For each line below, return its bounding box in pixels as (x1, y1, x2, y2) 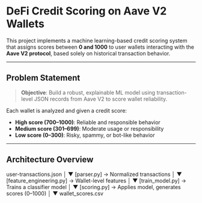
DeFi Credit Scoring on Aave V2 (6, 4, 167, 18)
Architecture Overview (6, 155, 94, 165)
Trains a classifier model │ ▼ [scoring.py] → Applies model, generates (6, 183, 182, 190)
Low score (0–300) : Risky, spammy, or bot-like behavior (14, 131, 155, 139)
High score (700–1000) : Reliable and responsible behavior (14, 119, 161, 126)
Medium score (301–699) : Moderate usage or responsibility (14, 125, 164, 132)
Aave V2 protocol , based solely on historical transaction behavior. (6, 49, 171, 57)
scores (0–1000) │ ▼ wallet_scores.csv (6, 190, 104, 197)
